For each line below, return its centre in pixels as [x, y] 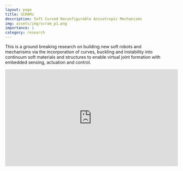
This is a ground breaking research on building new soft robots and [73, 47]
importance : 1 [20, 28]
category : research [25, 33]
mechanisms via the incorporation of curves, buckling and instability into [79, 52]
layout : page [18, 10]
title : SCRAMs [20, 14]
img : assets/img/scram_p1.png [36, 23]
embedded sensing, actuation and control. [48, 62]
